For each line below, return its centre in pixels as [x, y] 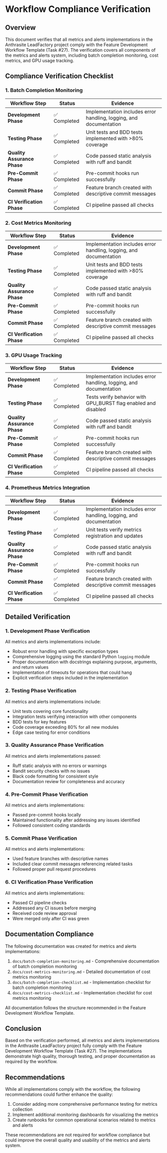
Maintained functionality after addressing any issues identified [76, 820]
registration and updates [114, 535]
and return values [30, 667]
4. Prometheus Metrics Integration [48, 488]
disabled [96, 410]
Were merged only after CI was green [51, 918]
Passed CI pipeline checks [40, 902]
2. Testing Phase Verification [41, 691]
